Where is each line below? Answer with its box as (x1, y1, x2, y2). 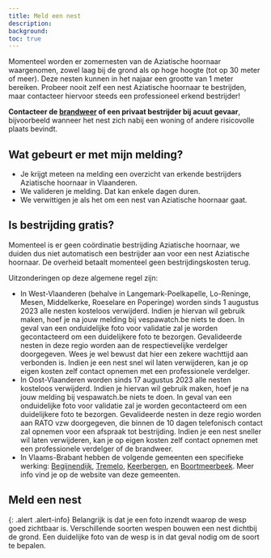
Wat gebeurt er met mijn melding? (8, 148, 184, 161)
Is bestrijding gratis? (8, 218, 115, 232)
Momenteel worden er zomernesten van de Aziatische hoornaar (8, 57, 221, 67)
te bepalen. (8, 540, 46, 550)
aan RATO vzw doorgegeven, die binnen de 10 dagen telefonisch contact (19, 418, 263, 427)
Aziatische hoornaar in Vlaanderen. (19, 178, 138, 187)
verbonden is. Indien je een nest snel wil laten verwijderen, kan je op (19, 358, 248, 367)
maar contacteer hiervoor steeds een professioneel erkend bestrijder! (8, 91, 241, 101)
